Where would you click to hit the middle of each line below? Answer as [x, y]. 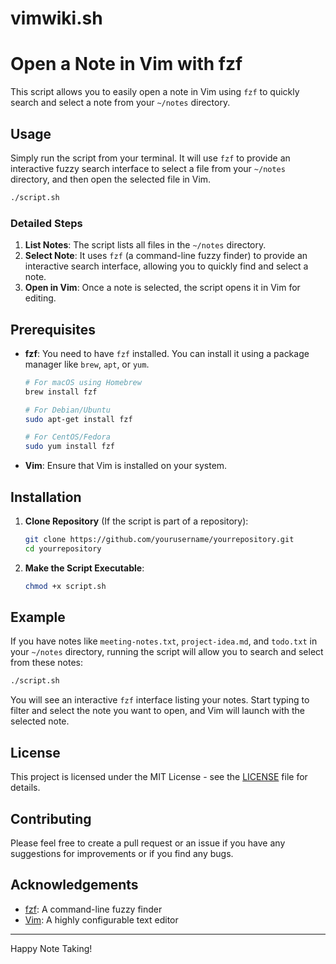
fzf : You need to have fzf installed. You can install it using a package [167, 353]
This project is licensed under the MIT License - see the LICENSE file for [159, 777]
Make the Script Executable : [84, 568]
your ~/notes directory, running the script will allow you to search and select [167, 652]
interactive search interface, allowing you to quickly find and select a [166, 266]
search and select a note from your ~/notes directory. [120, 103]
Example [38, 617]
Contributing [51, 818]
